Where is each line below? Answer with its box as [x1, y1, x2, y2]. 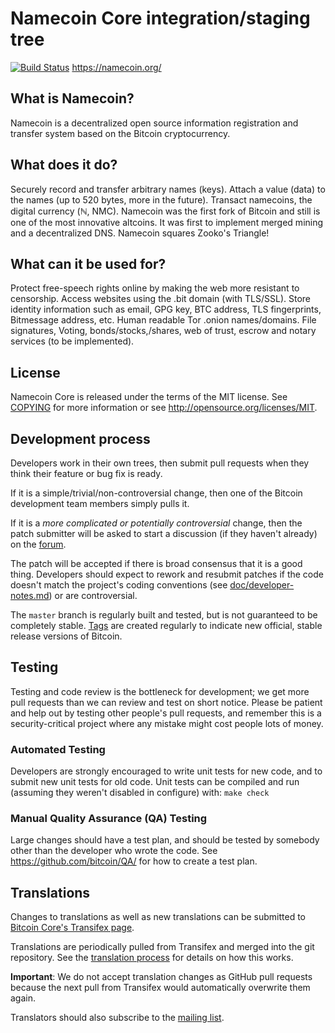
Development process [10, 430, 151, 447]
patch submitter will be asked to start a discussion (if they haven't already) [10, 528, 318, 539]
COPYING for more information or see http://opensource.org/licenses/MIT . [10, 402, 318, 414]
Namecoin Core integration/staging [10, 7, 311, 30]
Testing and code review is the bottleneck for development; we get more [10, 685, 310, 697]
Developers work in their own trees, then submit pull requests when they [10, 457, 310, 469]
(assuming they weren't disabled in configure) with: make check [10, 787, 270, 799]
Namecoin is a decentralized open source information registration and [10, 117, 299, 129]
